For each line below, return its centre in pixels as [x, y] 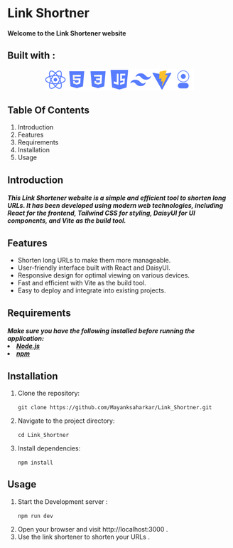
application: [26, 339]
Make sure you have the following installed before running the [101, 331]
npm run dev [35, 516]
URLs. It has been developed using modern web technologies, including [115, 206]
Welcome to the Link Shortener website [67, 33]
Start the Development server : [63, 501]
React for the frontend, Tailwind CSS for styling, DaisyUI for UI [101, 213]
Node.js [28, 346]
